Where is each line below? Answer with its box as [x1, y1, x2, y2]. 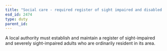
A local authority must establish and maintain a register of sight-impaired [5, 35, 155, 41]
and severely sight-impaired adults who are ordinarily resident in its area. [5, 40, 155, 46]
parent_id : [5, 21, 28, 26]
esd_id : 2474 [5, 12, 32, 17]
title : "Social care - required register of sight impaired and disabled [5, 7, 162, 12]
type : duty [5, 16, 28, 21]
